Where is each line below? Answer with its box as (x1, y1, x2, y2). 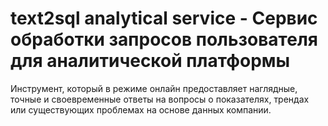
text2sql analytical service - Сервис (10, 7, 318, 30)
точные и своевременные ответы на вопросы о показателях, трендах (10, 93, 310, 105)
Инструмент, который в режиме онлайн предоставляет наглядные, (10, 82, 298, 94)
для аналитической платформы (10, 50, 291, 72)
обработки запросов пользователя (10, 28, 318, 51)
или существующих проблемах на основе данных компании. (10, 103, 272, 116)
